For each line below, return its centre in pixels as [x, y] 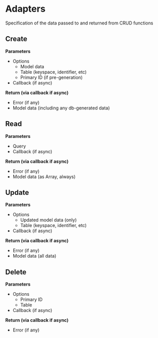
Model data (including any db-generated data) [61, 108]
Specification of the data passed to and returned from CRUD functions [79, 23]
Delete [16, 272]
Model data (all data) [34, 256]
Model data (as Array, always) [44, 177]
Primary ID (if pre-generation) [51, 77]
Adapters [25, 9]
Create [16, 39]
